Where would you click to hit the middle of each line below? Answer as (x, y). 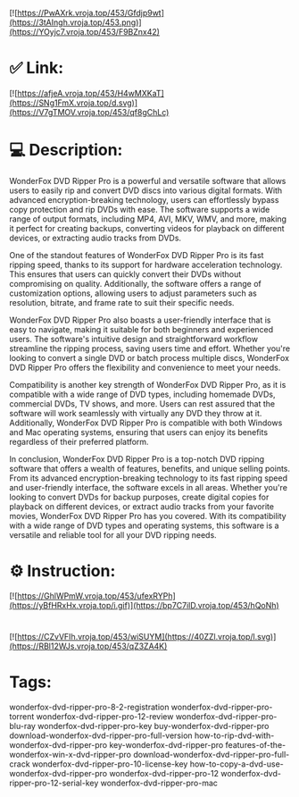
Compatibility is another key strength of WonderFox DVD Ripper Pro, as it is (148, 384)
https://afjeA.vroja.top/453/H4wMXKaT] (91, 93)
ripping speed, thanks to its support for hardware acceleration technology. (146, 264)
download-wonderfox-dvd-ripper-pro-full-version (101, 735)
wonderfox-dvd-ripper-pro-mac (159, 783)
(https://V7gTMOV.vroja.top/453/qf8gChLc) (89, 112)
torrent (22, 716)
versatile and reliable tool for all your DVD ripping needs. (113, 534)
